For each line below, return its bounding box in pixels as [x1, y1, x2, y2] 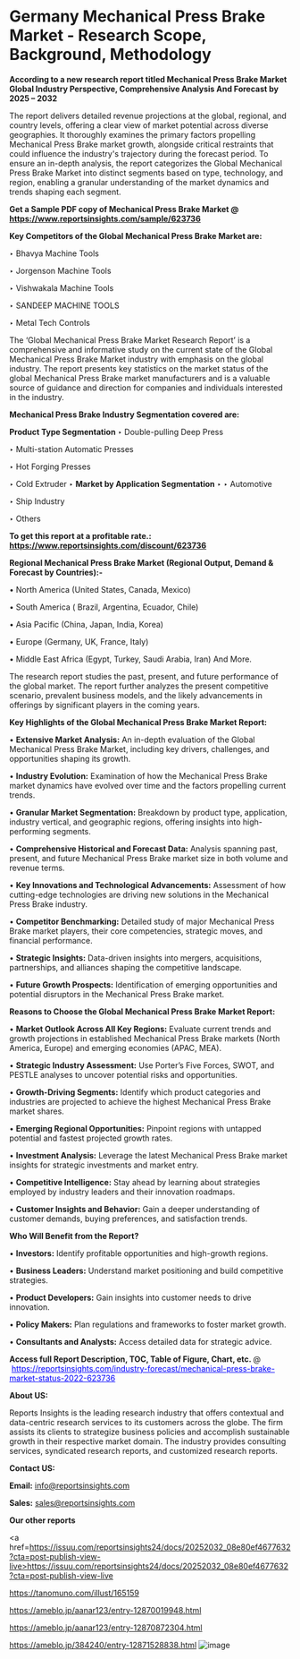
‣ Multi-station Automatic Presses [9, 443, 134, 454]
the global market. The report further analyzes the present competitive [9, 680, 270, 691]
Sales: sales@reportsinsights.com [9, 1497, 136, 1508]
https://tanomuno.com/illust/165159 [9, 1587, 140, 1598]
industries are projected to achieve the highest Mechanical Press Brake [9, 1096, 271, 1107]
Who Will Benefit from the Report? [9, 1230, 139, 1241]
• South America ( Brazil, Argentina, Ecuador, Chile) [9, 602, 199, 612]
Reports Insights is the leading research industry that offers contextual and [9, 1407, 284, 1418]
